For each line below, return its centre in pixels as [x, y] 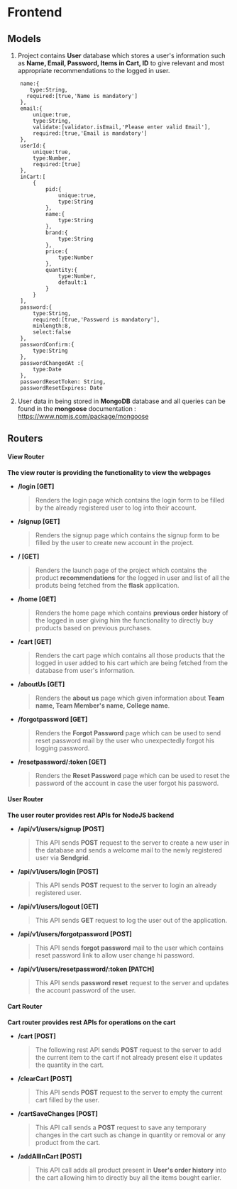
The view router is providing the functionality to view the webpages [109, 472]
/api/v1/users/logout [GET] [58, 906]
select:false [52, 332]
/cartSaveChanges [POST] [57, 1114]
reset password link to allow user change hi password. [115, 955]
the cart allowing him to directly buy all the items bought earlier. [128, 1178]
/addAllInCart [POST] [50, 1156]
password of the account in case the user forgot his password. [127, 783]
